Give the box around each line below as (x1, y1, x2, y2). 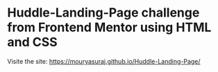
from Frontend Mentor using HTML (7, 19, 212, 35)
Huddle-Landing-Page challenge (7, 5, 200, 21)
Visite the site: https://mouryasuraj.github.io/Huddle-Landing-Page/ (7, 57, 201, 65)
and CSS (7, 35, 58, 50)
